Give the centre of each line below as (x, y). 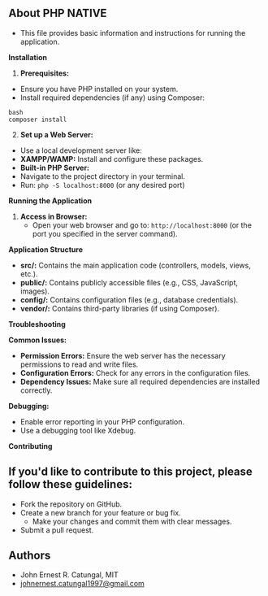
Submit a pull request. (57, 530)
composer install (38, 120)
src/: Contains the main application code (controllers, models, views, (136, 265)
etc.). (29, 274)
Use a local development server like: (81, 150)
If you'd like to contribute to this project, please (131, 472)
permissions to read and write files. (79, 364)
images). (35, 291)
